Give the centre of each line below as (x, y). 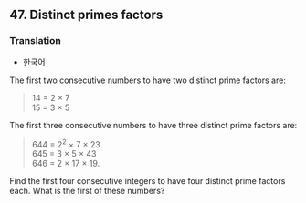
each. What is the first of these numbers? (87, 191)
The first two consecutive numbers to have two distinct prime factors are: (148, 80)
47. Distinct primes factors (86, 15)
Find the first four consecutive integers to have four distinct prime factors (148, 181)
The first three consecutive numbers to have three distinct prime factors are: (153, 125)
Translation (35, 41)
